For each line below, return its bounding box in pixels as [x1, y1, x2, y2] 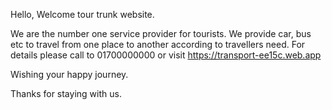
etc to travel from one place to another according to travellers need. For [10, 39, 306, 50]
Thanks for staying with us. [10, 88, 122, 99]
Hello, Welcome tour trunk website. [10, 9, 155, 20]
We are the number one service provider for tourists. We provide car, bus [10, 28, 312, 39]
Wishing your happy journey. [10, 69, 129, 80]
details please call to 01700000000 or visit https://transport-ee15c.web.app [10, 49, 322, 61]
